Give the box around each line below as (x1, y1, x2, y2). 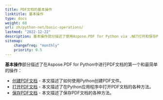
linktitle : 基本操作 (5, 12, 44, 16)
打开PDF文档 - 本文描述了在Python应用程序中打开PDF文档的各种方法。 (12, 84, 154, 89)
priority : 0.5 (14, 47, 42, 52)
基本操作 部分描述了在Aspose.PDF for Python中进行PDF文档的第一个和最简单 (5, 61, 158, 67)
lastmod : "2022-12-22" (5, 29, 51, 34)
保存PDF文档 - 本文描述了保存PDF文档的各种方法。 (12, 90, 114, 96)
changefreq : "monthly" (14, 43, 60, 48)
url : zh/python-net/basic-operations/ (5, 25, 83, 30)
